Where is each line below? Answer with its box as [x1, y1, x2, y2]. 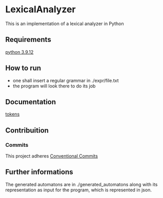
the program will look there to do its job [12, 83, 96, 89]
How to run [5, 64, 42, 73]
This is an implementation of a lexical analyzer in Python [5, 20, 124, 27]
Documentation [5, 97, 56, 106]
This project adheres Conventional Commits [5, 153, 98, 159]
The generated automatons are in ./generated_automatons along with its [5, 181, 158, 187]
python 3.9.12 [5, 49, 34, 55]
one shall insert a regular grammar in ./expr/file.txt [12, 77, 119, 83]
